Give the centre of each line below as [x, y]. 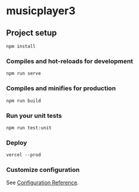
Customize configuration [43, 170]
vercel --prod [24, 155]
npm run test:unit [29, 128]
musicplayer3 [41, 11]
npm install [21, 46]
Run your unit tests [34, 116]
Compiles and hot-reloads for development [70, 61]
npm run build [24, 101]
